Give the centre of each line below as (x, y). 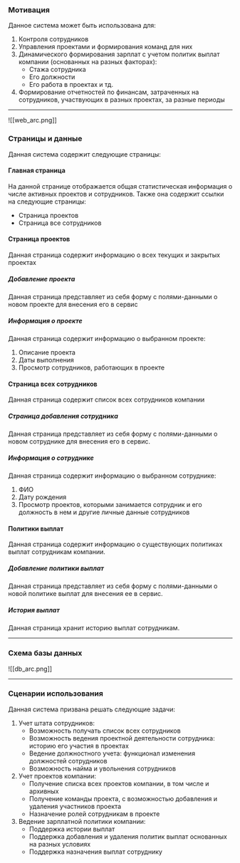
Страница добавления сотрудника (63, 416)
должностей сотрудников (68, 760)
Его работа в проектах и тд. (71, 85)
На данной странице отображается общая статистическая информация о (120, 186)
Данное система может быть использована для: (82, 26)
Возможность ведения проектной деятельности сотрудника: (122, 738)
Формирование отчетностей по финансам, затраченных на (109, 92)
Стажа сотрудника (57, 70)
